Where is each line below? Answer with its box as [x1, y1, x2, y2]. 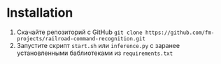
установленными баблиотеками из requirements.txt [16, 49, 173, 57]
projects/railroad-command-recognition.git [16, 35, 146, 42]
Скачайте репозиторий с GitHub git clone [16, 28, 143, 36]
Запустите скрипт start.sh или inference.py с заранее [16, 41, 180, 49]
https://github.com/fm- [145, 29, 215, 36]
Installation [6, 5, 73, 21]
